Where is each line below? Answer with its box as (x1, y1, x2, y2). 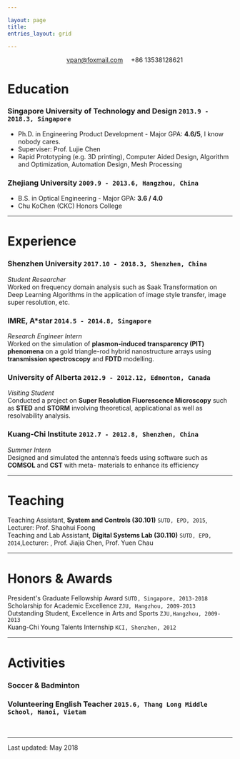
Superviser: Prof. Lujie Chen (17, 144, 101, 154)
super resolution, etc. (7, 298, 70, 306)
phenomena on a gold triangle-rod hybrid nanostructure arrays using (7, 347, 211, 356)
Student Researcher (7, 275, 66, 283)
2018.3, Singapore (7, 115, 71, 124)
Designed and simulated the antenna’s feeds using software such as (7, 453, 209, 461)
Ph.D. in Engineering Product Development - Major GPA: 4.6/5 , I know (17, 129, 224, 138)
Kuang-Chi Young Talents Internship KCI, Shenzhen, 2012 (7, 623, 176, 632)
